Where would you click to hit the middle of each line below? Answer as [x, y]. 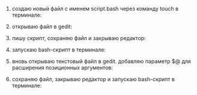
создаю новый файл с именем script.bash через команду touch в [95, 9]
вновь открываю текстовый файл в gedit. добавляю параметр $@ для [101, 61]
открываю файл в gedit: [42, 27]
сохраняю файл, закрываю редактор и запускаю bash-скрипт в [93, 79]
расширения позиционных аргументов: [62, 68]
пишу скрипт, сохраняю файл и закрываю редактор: [79, 38]
